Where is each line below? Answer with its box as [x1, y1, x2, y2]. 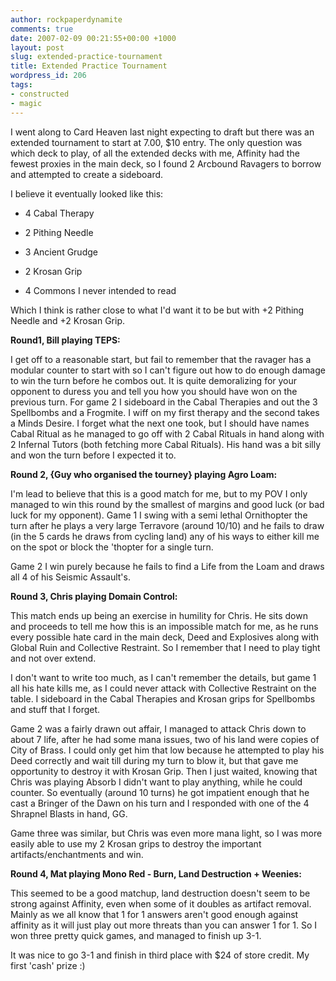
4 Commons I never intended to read [24, 284, 177, 296]
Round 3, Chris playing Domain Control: [10, 590, 178, 602]
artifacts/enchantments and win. [10, 848, 144, 860]
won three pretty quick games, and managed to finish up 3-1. [10, 929, 262, 941]
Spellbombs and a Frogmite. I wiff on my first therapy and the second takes [10, 406, 320, 418]
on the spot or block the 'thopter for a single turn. [10, 541, 214, 553]
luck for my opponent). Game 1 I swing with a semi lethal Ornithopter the [10, 509, 308, 521]
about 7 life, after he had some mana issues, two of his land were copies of [10, 733, 320, 745]
